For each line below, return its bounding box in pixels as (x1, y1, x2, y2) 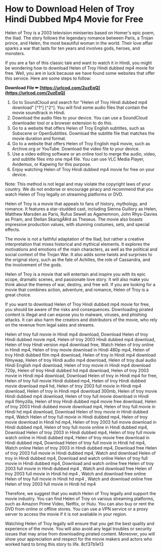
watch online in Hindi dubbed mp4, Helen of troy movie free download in (5, 434, 150, 440)
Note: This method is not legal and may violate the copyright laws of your (5, 181, 151, 187)
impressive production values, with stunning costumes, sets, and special (5, 221, 150, 227)
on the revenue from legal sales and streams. (5, 322, 95, 328)
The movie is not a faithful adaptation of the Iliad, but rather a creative (5, 236, 144, 241)
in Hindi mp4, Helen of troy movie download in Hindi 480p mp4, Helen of (5, 346, 150, 353)
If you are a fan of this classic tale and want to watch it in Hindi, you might (5, 60, 152, 66)
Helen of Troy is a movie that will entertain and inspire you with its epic (5, 271, 146, 277)
